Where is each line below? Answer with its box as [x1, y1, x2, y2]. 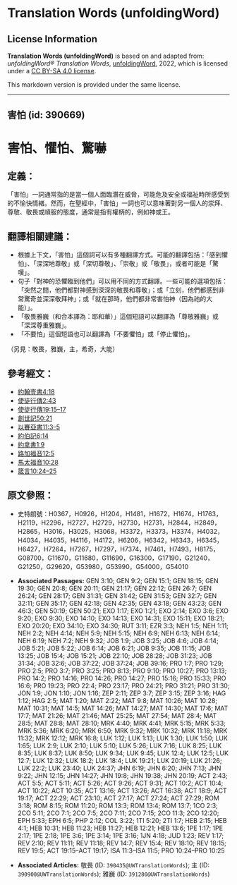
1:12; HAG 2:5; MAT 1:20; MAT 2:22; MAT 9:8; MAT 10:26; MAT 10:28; [17, 696, 217, 704]
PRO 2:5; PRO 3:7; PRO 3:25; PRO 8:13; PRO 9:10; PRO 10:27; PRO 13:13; [17, 666, 227, 675]
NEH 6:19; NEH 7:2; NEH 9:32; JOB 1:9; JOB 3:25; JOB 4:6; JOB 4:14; [17, 636, 219, 645]
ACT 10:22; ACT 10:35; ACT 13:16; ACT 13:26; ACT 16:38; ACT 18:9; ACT [17, 786, 227, 795]
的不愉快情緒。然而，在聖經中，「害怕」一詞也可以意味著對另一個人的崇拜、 [7, 199, 227, 207]
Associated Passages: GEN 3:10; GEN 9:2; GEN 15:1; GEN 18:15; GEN [17, 576, 219, 585]
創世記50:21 [17, 414, 53, 422]
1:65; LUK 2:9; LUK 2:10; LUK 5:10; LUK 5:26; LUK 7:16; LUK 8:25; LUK [17, 741, 222, 750]
